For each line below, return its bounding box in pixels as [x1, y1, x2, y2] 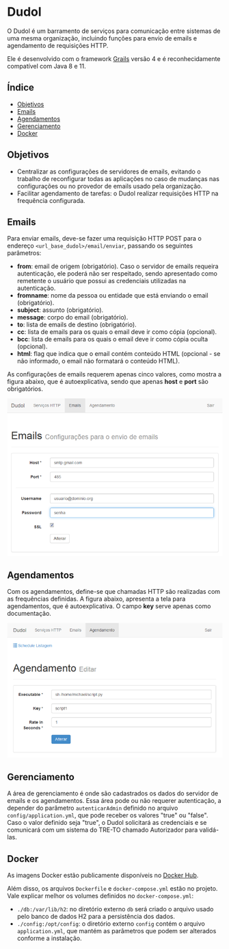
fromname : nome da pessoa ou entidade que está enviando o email [16, 291, 208, 300]
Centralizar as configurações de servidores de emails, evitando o [16, 167, 201, 176]
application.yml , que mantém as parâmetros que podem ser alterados [16, 927, 217, 935]
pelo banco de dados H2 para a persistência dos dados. [16, 913, 176, 921]
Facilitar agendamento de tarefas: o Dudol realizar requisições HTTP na [16, 189, 219, 197]
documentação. [7, 610, 51, 618]
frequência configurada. [16, 196, 85, 204]
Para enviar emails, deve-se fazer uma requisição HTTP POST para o [7, 235, 202, 243]
